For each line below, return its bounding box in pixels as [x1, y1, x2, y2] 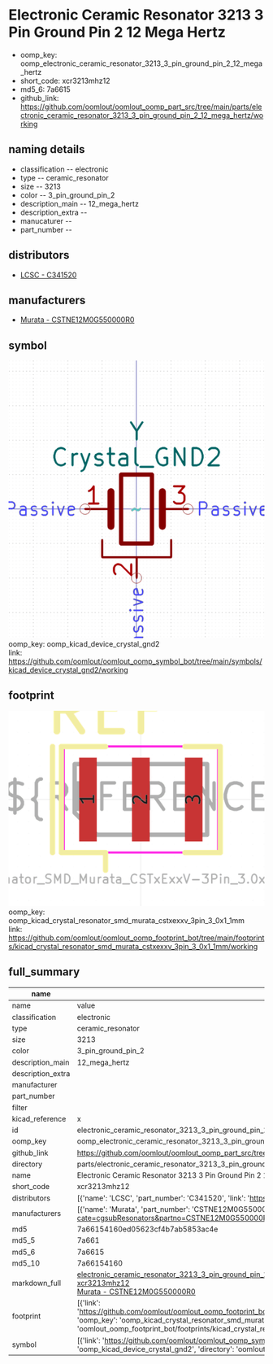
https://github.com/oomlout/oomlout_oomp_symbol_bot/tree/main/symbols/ [8, 656, 262, 666]
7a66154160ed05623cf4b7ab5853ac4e [76, 1224, 219, 1234]
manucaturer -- [19, 216, 72, 225]
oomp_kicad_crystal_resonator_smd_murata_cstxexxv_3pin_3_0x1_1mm [8, 915, 245, 925]
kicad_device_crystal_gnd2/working [8, 665, 128, 675]
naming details [8, 142, 85, 156]
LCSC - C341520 [19, 270, 77, 280]
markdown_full [11, 1279, 62, 1288]
